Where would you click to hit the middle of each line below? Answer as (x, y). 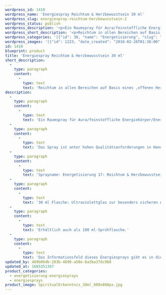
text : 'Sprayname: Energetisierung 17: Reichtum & (76, 175)
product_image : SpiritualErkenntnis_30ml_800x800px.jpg (64, 285)
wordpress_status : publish (33, 23)
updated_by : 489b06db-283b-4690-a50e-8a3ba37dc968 (58, 262)
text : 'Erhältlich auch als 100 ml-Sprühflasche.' (76, 230)
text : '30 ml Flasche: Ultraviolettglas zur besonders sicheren (90, 202)
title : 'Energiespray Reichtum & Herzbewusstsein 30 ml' (65, 55)
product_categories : (26, 271)
